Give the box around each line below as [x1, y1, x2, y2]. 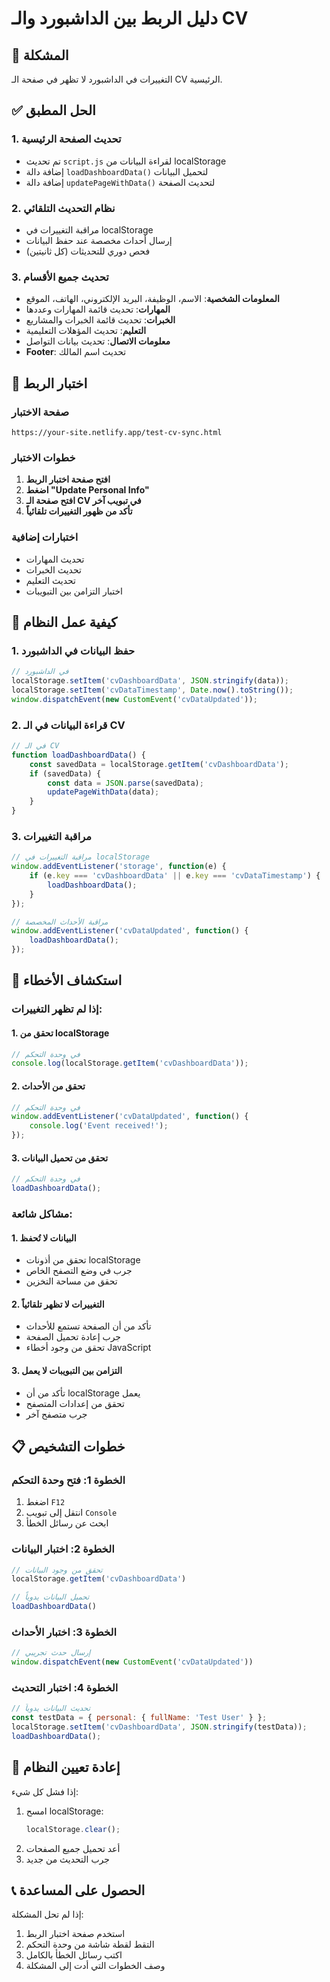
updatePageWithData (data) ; [47, 787, 160, 797]
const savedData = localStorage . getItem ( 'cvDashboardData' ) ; [29, 759, 289, 769]
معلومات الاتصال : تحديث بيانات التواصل [25, 335, 171, 347]
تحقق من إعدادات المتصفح [25, 1397, 125, 1409]
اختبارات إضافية [11, 530, 79, 544]
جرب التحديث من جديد [25, 1853, 110, 1865]
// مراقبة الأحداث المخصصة [11, 917, 109, 927]
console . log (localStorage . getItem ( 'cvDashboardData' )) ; [11, 1058, 249, 1069]
